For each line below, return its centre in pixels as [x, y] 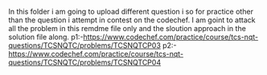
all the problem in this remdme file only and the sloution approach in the [127, 28]
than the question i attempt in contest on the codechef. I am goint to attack [132, 20]
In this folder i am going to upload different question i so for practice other [131, 12]
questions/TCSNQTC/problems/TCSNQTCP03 [84, 45]
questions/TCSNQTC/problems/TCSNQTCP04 [85, 62]
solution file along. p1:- [46, 37]
